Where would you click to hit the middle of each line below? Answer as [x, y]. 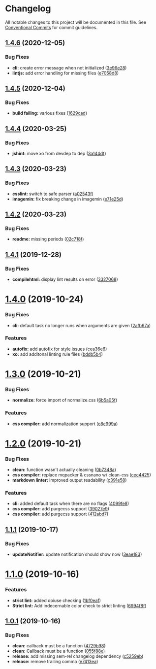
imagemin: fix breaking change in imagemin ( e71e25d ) [68, 199]
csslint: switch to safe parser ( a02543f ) [53, 194]
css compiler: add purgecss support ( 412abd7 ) [60, 514]
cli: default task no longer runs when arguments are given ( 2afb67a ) [81, 325]
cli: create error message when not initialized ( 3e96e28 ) [69, 67]
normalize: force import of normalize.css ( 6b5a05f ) [65, 400]
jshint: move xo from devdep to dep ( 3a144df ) [59, 153]
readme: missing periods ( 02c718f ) [48, 239]
